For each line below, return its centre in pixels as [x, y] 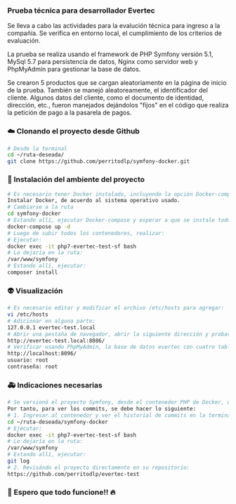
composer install [33, 272]
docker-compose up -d [39, 227]
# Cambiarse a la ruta [40, 207]
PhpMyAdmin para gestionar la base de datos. [74, 69]
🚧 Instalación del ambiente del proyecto [76, 180]
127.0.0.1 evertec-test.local [52, 327]
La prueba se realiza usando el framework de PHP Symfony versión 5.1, [110, 54]
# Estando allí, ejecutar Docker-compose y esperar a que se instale [111, 220]
